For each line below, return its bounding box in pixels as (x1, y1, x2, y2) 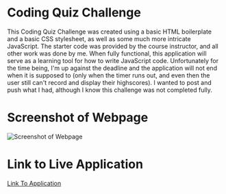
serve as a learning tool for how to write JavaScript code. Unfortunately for (7, 56, 219, 64)
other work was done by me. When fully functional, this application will (7, 49, 207, 58)
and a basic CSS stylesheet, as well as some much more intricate (7, 34, 191, 43)
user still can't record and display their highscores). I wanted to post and (7, 78, 212, 86)
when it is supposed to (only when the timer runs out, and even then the (7, 71, 210, 80)
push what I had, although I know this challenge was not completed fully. (7, 86, 212, 94)
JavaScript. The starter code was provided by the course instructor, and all (7, 42, 218, 50)
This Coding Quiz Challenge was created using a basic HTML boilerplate (7, 27, 212, 36)
